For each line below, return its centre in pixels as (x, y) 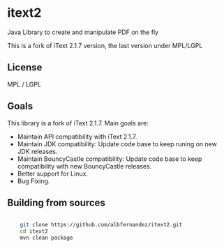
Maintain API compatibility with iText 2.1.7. (77, 137)
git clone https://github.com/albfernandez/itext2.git (101, 225)
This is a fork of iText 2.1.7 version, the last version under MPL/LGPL (105, 45)
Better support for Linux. (53, 173)
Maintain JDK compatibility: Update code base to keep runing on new (117, 144)
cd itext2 (34, 231)
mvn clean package (46, 238)
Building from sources (57, 202)
